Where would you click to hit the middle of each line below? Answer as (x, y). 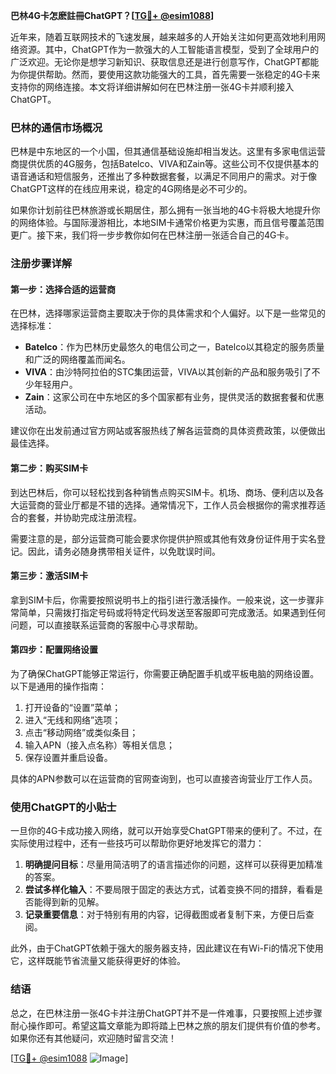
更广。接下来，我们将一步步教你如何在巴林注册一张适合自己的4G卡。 (152, 235)
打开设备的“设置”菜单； (73, 708)
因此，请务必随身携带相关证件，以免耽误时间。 (124, 551)
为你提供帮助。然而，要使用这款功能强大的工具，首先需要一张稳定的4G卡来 (165, 74)
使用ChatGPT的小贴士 (63, 807)
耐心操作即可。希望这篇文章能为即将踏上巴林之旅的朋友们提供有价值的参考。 (168, 1025)
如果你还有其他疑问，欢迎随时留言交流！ (93, 1038)
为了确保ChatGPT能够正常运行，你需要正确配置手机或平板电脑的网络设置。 (165, 674)
